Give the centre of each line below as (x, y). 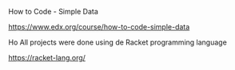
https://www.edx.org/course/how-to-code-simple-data (99, 27)
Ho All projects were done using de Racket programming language (118, 42)
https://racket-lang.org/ (47, 58)
